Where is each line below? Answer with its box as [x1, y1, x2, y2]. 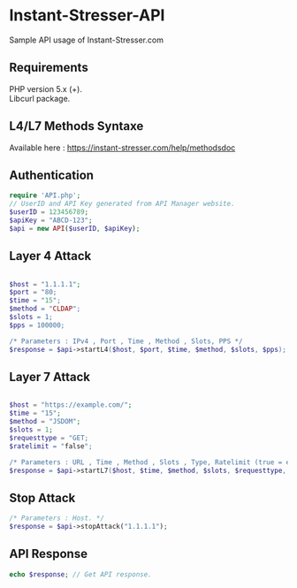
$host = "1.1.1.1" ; [9, 279, 81, 288]
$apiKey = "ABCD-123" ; [9, 216, 93, 225]
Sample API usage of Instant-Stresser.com [9, 34, 164, 45]
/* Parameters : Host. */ [9, 514, 104, 523]
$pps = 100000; [9, 320, 65, 330]
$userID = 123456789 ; [9, 208, 89, 217]
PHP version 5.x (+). [9, 83, 82, 94]
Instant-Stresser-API [9, 5, 165, 26]
